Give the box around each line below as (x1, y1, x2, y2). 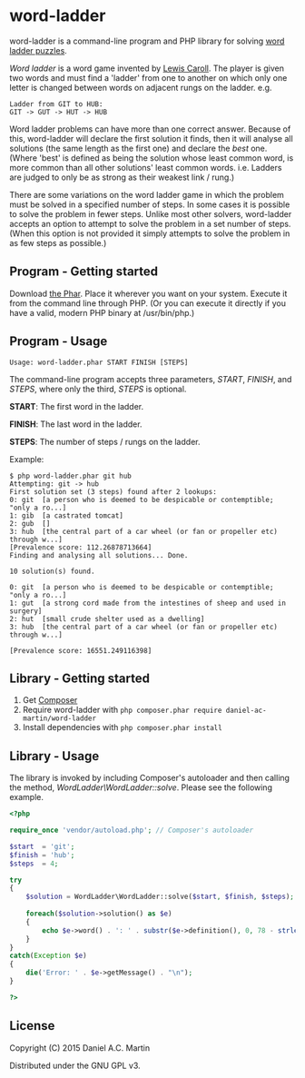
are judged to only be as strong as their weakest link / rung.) (9, 172, 235, 183)
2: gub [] (9, 519, 51, 528)
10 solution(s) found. (9, 567, 95, 576)
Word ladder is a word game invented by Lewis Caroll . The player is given (9, 63, 284, 74)
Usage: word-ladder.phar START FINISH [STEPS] (9, 358, 189, 367)
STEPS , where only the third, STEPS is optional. (9, 383, 187, 394)
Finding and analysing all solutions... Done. (9, 550, 189, 559)
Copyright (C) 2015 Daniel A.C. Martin (9, 1042, 151, 1053)
